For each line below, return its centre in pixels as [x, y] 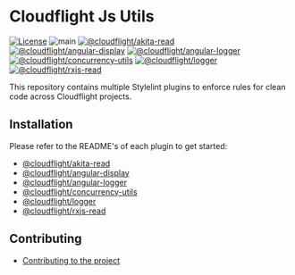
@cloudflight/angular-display [76, 172]
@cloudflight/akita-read [66, 163]
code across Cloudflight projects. [71, 96]
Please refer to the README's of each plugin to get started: [118, 146]
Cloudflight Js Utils [82, 17]
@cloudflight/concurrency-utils [80, 192]
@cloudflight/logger [59, 201]
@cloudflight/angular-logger [75, 182]
